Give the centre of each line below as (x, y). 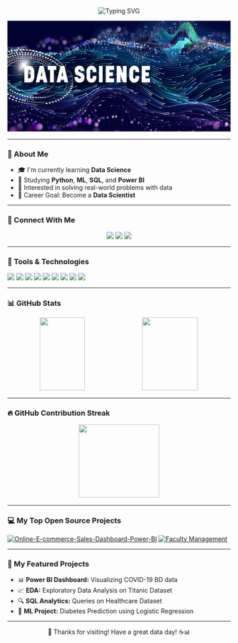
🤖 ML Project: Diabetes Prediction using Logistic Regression (106, 611)
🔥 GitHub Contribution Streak (59, 413)
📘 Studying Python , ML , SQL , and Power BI (81, 180)
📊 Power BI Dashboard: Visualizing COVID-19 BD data (98, 580)
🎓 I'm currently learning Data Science (74, 170)
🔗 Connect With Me (41, 220)
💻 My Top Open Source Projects (64, 520)
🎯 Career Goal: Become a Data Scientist (76, 195)
